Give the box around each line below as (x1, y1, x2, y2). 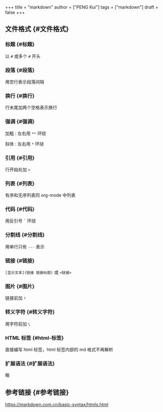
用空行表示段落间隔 (5, 79, 44, 84)
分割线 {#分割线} (5, 232, 45, 239)
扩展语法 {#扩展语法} (5, 360, 55, 367)
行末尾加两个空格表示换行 (5, 105, 57, 111)
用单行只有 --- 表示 (5, 244, 45, 249)
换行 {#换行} (5, 92, 35, 99)
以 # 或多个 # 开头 (5, 53, 41, 59)
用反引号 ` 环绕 (5, 218, 36, 224)
